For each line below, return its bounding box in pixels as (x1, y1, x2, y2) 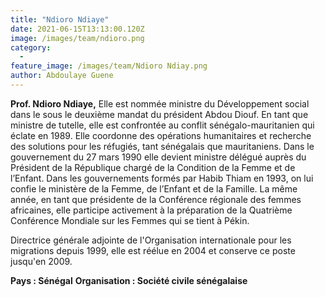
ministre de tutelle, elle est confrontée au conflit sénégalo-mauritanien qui (10, 119, 315, 131)
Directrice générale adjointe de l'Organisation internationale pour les (10, 234, 292, 246)
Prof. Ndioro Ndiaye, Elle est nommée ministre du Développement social (10, 97, 310, 110)
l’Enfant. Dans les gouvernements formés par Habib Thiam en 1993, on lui (10, 172, 314, 184)
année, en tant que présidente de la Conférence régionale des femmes (10, 193, 302, 205)
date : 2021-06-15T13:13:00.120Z (10, 24, 145, 34)
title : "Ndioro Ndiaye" (10, 14, 110, 25)
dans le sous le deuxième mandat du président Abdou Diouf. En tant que (10, 108, 309, 120)
